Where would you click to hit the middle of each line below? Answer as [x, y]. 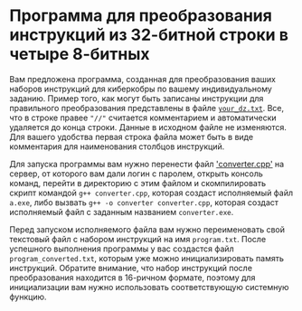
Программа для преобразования [141, 16]
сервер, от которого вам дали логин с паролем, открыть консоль [137, 174]
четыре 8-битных [80, 54]
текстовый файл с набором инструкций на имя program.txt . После [138, 239]
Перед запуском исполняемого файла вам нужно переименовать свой [147, 229]
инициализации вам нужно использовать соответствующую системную [149, 287]
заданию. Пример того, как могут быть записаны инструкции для [137, 98]
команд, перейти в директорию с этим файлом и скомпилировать [138, 183]
